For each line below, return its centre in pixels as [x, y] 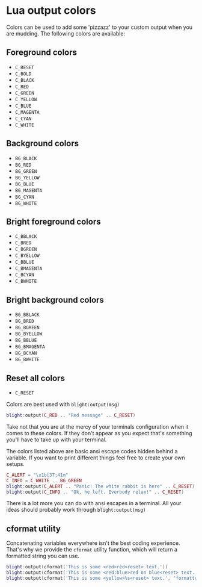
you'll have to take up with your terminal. [57, 439]
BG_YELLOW [27, 178]
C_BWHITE [26, 281]
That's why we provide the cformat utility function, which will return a [92, 550]
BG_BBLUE [26, 341]
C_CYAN [23, 119]
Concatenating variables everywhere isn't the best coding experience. [93, 543]
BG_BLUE [24, 184]
